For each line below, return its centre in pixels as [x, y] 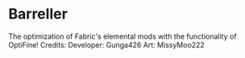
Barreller [38, 14]
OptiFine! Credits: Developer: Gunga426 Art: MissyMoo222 [107, 44]
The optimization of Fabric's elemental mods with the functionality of [122, 36]
